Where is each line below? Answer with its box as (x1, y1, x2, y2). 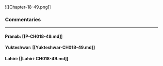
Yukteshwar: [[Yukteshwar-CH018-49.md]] (5, 45, 95, 50)
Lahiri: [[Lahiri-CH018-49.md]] (5, 56, 69, 62)
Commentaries (5, 16, 41, 23)
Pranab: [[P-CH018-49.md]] (5, 33, 63, 39)
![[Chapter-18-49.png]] (5, 4, 51, 10)
